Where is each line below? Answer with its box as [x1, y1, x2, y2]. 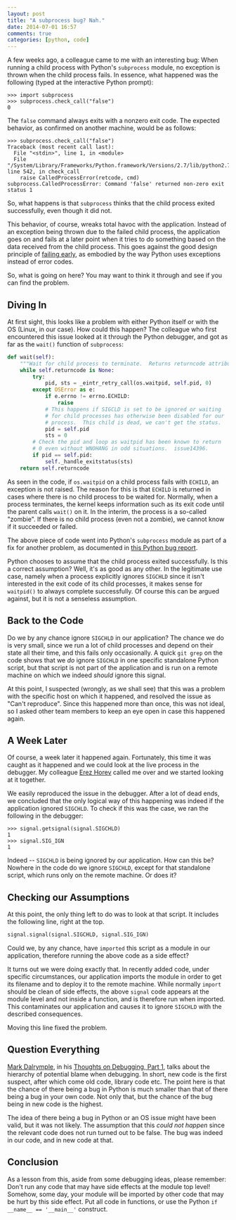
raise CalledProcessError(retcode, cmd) [20, 174, 140, 181]
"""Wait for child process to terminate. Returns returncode [20, 360, 206, 367]
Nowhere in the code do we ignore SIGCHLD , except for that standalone [7, 863, 211, 872]
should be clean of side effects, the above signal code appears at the [7, 987, 209, 996]
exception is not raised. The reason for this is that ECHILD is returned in [7, 484, 211, 493]
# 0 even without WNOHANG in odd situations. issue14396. [32, 445, 209, 452]
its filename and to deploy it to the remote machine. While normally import [7, 980, 221, 988]
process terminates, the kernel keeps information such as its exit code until [7, 500, 225, 508]
